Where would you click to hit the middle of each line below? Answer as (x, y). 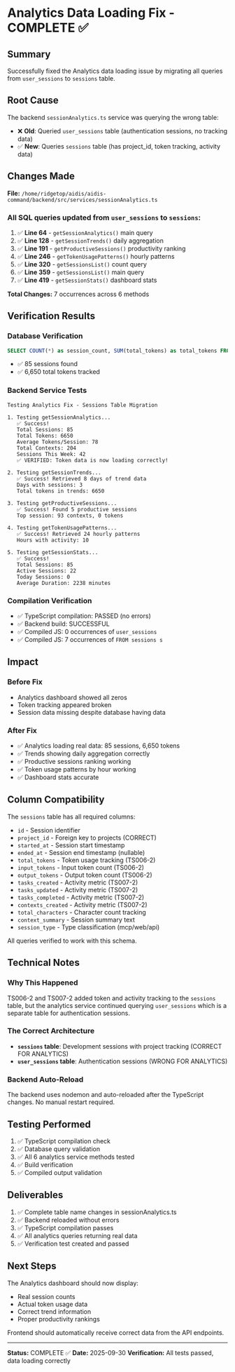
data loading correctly (39, 1360)
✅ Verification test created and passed (73, 1244)
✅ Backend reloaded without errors (68, 1220)
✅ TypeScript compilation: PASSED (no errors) (84, 616)
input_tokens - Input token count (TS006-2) (81, 867)
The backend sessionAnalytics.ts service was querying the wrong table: (113, 117)
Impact (23, 662)
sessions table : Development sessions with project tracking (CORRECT (120, 1046)
